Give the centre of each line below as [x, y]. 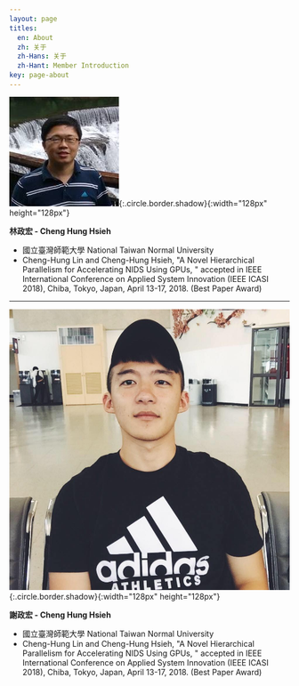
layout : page [33, 19]
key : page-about [39, 76]
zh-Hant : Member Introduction [73, 66]
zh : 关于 [32, 47]
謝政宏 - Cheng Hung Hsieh [60, 615]
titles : [24, 28]
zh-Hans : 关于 [42, 56]
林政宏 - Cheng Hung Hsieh [60, 230]
